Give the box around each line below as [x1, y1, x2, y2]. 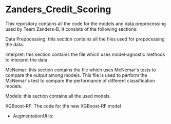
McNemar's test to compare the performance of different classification [5, 77, 155, 84]
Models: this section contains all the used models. [5, 93, 111, 99]
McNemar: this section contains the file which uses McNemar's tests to [5, 67, 156, 73]
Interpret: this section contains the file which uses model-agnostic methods [5, 51, 165, 57]
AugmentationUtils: [12, 113, 54, 119]
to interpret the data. [5, 56, 49, 63]
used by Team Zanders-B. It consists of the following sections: [5, 26, 138, 32]
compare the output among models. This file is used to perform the [5, 72, 147, 78]
